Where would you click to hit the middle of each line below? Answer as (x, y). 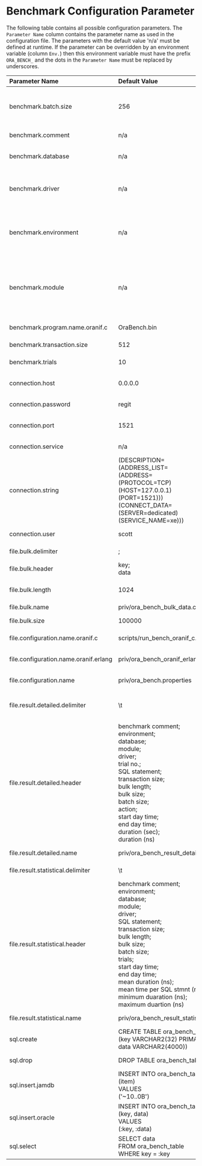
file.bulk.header (31, 568)
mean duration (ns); (146, 981)
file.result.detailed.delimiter (47, 705)
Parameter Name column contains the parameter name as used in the (90, 34)
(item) (127, 1081)
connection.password (40, 404)
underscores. (23, 66)
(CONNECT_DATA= (145, 505)
